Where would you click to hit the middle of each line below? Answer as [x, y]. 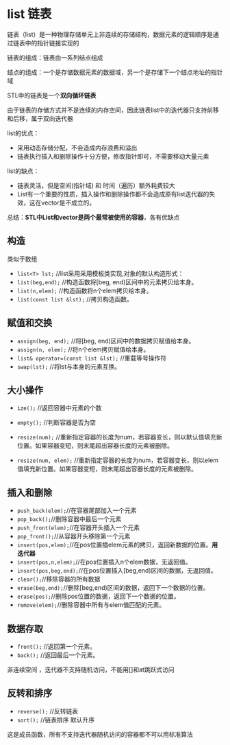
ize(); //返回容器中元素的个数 [59, 408]
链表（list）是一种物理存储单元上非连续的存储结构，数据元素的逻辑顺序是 [110, 34]
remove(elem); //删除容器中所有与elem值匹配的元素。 [91, 605]
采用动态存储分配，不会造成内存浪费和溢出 [77, 148]
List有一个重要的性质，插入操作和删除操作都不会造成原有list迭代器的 [113, 194]
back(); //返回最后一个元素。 [58, 655]
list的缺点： [23, 171]
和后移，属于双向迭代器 [40, 118]
